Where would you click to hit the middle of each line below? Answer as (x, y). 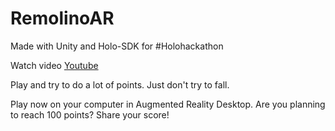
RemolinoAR (62, 18)
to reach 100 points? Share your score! (90, 114)
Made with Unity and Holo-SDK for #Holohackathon (117, 46)
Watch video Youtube (54, 65)
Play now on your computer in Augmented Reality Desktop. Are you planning (168, 104)
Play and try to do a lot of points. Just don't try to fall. (120, 84)
